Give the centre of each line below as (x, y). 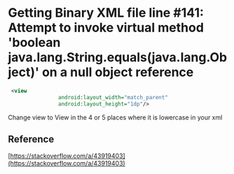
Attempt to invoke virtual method (106, 28)
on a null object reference (118, 72)
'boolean (34, 43)
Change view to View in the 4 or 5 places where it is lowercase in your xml (115, 117)
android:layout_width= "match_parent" (113, 97)
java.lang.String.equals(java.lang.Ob (117, 58)
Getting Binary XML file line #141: (106, 13)
